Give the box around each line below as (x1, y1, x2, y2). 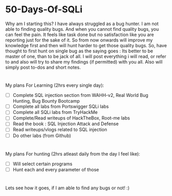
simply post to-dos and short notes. (5, 64, 81, 70)
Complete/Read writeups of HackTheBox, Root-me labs (12, 115, 130, 121)
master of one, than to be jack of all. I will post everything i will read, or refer (5, 53, 167, 60)
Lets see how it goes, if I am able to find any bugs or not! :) (5, 185, 130, 191)
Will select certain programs (12, 161, 73, 167)
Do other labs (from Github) (12, 132, 71, 139)
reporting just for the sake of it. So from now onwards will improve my (5, 37, 153, 43)
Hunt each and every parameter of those (12, 166, 99, 172)
